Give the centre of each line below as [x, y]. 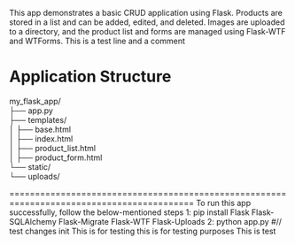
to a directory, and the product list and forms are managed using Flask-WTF [147, 31]
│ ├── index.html [41, 138]
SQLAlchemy [33, 221]
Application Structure [90, 77]
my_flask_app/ [35, 101]
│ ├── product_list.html [52, 148]
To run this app [224, 203]
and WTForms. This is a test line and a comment [97, 41]
